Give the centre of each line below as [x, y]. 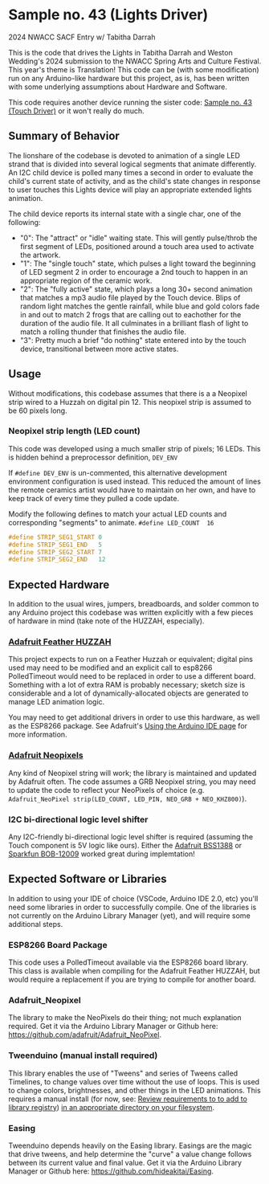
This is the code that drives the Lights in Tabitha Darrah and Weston [120, 52]
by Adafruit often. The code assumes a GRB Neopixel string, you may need [132, 782]
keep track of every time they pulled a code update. [94, 498]
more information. [38, 735]
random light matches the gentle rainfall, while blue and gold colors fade [140, 306]
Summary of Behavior [64, 136]
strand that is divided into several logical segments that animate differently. [132, 164]
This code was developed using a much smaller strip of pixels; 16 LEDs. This [134, 448]
